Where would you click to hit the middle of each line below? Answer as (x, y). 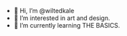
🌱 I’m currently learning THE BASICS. (67, 25)
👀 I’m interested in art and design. (62, 18)
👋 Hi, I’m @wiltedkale (44, 11)
